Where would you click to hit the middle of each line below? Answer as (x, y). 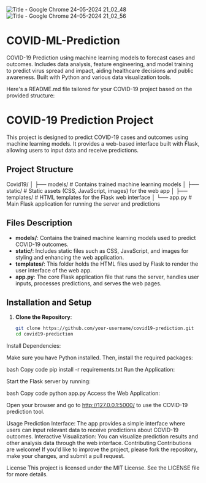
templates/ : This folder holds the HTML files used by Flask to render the (107, 264)
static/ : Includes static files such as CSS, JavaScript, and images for (102, 250)
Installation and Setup (49, 302)
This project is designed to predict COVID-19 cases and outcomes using (97, 137)
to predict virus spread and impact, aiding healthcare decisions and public (100, 70)
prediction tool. (25, 412)
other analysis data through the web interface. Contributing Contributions (99, 443)
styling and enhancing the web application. (70, 257)
